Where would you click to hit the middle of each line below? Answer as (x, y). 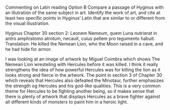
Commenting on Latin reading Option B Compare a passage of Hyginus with (84, 7)
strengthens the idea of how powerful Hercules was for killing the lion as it (83, 70)
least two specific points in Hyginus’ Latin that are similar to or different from (85, 18)
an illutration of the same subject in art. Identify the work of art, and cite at (83, 13)
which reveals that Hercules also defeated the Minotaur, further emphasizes (84, 80)
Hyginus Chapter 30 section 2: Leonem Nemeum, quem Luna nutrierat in (81, 33)
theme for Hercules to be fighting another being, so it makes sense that (80, 91)
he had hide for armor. (29, 49)
